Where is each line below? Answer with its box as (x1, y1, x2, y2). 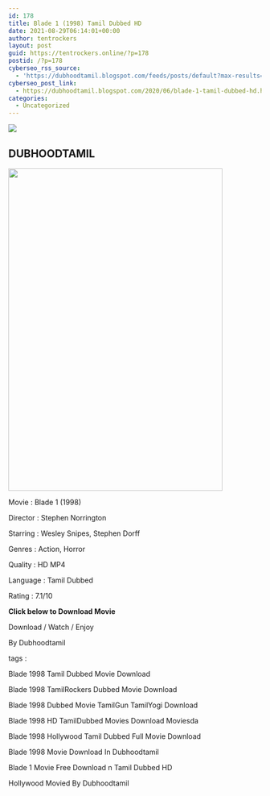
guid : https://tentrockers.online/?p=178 (8, 49, 149, 57)
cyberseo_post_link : (8, 79, 78, 87)
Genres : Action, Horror (8, 544, 86, 553)
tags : (8, 653, 27, 663)
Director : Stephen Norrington (8, 512, 107, 522)
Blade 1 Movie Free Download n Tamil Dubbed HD (8, 762, 173, 772)
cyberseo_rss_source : (8, 64, 81, 73)
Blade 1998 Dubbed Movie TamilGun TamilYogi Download (8, 700, 198, 710)
